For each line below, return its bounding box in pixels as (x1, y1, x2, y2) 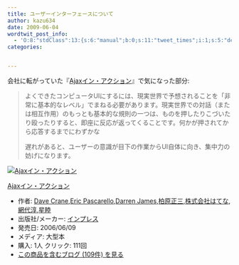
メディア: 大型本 (17, 232, 65, 241)
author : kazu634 (7, 17, 55, 24)
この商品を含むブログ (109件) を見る (17, 250, 124, 259)
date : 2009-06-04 (7, 24, 59, 31)
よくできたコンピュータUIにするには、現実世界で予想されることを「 (24, 92, 225, 100)
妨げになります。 (24, 151, 75, 160)
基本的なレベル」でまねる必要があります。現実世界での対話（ (37, 100, 218, 109)
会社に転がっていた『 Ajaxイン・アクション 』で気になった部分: (7, 76, 190, 85)
